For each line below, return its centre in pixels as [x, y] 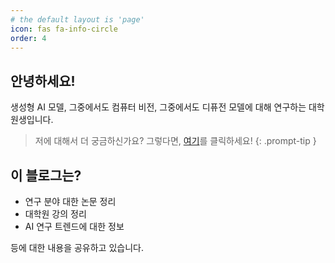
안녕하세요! [43, 81]
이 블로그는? [46, 175]
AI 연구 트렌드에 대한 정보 [74, 226]
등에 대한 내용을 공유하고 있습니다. [77, 247]
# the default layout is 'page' [77, 19]
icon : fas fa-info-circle [64, 29]
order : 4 [28, 38]
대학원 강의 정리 [55, 214]
